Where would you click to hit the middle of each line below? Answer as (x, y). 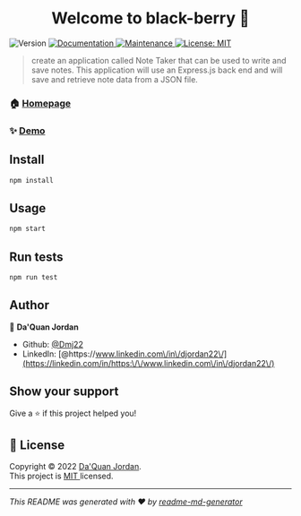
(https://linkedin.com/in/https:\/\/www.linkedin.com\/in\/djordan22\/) (148, 363)
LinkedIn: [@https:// (59, 354)
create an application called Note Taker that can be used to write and (159, 60)
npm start (28, 229)
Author (29, 305)
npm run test (34, 277)
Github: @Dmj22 (52, 344)
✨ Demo (27, 131)
